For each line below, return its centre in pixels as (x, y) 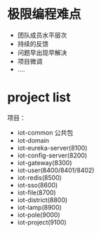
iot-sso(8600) (38, 185)
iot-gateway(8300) (45, 162)
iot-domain (33, 140)
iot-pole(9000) (39, 215)
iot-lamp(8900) (39, 207)
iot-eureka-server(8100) (52, 148)
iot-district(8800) (42, 199)
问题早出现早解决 (42, 52)
